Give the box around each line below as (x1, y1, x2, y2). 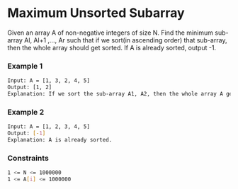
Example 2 (7, 107, 45, 117)
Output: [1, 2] (7, 84, 52, 91)
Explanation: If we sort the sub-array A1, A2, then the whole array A (7, 90, 223, 97)
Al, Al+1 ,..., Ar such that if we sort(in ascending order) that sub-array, (24, 35, 227, 44)
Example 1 (7, 61, 43, 71)
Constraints (7, 153, 50, 163)
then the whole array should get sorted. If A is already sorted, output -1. (7, 43, 217, 52)
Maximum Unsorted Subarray (7, 5, 186, 21)
